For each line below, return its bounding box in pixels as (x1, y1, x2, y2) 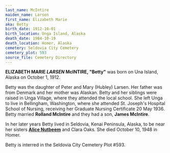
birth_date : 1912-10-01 (5, 27, 56, 32)
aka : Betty (5, 21, 29, 27)
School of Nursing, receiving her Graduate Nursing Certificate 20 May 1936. (5, 106, 165, 112)
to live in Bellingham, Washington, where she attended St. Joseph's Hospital (5, 100, 165, 107)
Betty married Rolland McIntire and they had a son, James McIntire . (5, 111, 150, 117)
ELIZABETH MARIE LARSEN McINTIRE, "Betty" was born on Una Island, (5, 69, 158, 75)
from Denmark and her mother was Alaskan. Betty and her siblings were (5, 90, 157, 96)
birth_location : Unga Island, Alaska (5, 31, 86, 36)
